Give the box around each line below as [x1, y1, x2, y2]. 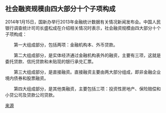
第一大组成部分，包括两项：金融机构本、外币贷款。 [13, 42, 118, 48]
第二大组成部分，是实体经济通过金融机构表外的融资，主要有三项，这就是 [13, 52, 161, 58]
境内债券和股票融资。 [5, 75, 48, 81]
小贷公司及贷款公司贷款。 [5, 92, 57, 98]
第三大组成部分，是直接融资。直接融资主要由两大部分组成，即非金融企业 [13, 69, 161, 75]
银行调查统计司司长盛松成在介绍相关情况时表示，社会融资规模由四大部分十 [5, 25, 157, 31]
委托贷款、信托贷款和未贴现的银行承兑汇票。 [5, 58, 96, 64]
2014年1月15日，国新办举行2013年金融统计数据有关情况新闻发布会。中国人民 [5, 19, 161, 25]
